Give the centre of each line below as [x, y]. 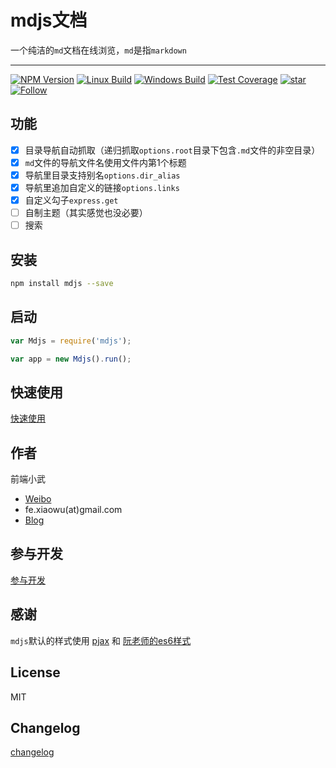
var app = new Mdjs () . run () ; [71, 359]
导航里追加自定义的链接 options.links [102, 187]
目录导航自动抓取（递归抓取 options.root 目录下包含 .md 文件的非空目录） [172, 150]
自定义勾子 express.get [71, 200]
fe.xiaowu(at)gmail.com [73, 510]
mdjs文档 [49, 20]
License [35, 672]
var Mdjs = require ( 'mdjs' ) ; [71, 341]
